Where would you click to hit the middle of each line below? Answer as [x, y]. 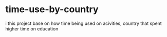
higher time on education [32, 28]
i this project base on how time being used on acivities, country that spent [83, 23]
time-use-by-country [52, 9]
